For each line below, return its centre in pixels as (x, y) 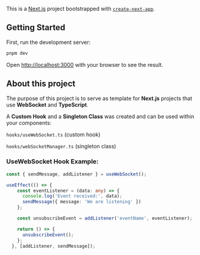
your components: (29, 122)
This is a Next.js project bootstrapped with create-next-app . (81, 9)
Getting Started (36, 27)
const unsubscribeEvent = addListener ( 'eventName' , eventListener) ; (105, 219)
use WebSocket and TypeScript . (47, 104)
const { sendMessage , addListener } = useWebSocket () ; (77, 174)
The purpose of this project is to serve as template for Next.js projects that (99, 98)
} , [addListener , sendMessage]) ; (54, 246)
